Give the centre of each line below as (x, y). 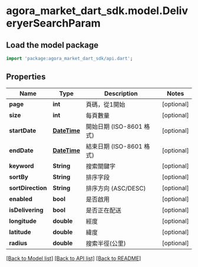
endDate (21, 150)
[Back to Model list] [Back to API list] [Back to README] (74, 258)
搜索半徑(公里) (106, 243)
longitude (23, 221)
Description (121, 94)
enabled (21, 199)
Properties (26, 77)
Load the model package (52, 45)
